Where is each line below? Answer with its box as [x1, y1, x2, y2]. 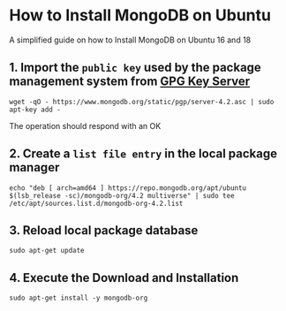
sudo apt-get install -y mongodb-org [9, 293, 148, 303]
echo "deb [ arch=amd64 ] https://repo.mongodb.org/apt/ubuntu [9, 183, 247, 193]
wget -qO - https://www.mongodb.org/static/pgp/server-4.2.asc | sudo [9, 97, 275, 106]
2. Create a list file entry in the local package [9, 147, 278, 162]
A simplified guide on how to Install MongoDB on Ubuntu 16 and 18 [9, 34, 252, 45]
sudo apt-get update [9, 247, 86, 255]
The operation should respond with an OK [9, 120, 162, 131]
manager [9, 160, 60, 175]
